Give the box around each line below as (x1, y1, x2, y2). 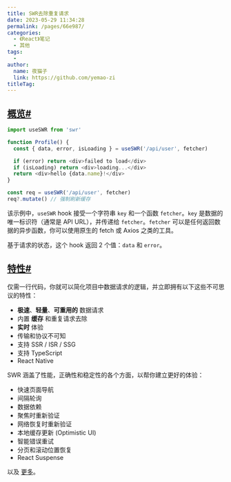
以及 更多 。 (7, 468, 39, 476)
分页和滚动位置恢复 (17, 446, 72, 454)
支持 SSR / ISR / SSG (17, 340, 76, 348)
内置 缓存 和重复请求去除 (17, 314, 88, 322)
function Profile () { (7, 138, 70, 145)
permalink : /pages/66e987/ (7, 23, 85, 30)
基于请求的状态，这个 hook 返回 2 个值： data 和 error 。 (7, 240, 166, 249)
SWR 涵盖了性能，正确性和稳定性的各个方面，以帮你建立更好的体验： (7, 370, 204, 379)
